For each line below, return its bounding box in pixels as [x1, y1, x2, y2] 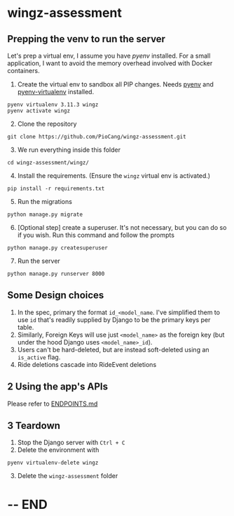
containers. [7, 67, 40, 75]
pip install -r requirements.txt [7, 185, 105, 192]
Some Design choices [7, 290, 104, 302]
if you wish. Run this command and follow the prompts [17, 231, 175, 239]
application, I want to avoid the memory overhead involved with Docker [7, 59, 213, 67]
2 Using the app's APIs [7, 381, 109, 393]
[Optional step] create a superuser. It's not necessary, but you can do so [17, 224, 227, 231]
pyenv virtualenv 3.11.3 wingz [7, 101, 99, 108]
